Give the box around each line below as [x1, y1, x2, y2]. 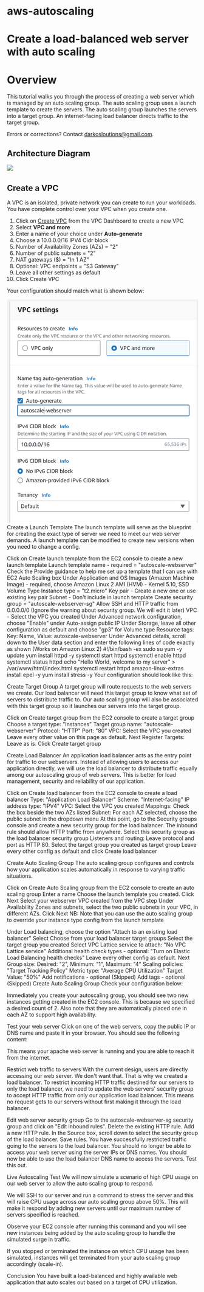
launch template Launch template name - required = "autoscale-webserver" [7, 561, 197, 569]
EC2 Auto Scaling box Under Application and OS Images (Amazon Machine [7, 574, 195, 582]
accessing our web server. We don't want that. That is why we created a [7, 1072, 188, 1080]
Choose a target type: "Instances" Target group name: [7, 721, 143, 728]
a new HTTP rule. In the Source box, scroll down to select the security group [7, 1130, 199, 1137]
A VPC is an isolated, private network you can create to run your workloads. [7, 199, 197, 206]
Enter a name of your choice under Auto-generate [15, 230, 143, 237]
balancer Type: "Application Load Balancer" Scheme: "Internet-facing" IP [7, 796, 190, 804]
